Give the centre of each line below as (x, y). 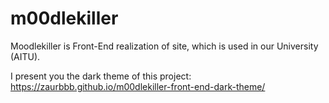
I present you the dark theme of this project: (101, 76)
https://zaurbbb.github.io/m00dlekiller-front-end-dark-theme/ (138, 86)
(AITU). (25, 56)
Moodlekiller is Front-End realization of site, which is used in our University (164, 46)
